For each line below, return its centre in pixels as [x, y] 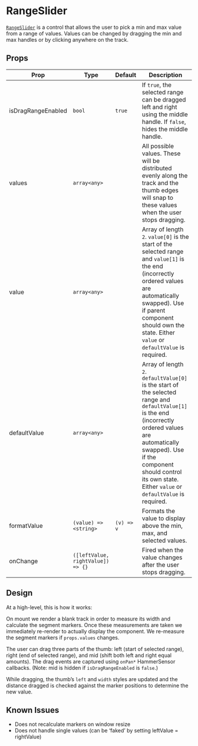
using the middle [165, 114]
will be [151, 160]
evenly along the [165, 175]
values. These [161, 153]
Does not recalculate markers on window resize [72, 724]
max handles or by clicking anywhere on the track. [67, 40]
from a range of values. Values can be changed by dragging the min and [94, 33]
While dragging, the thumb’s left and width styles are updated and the [92, 679]
